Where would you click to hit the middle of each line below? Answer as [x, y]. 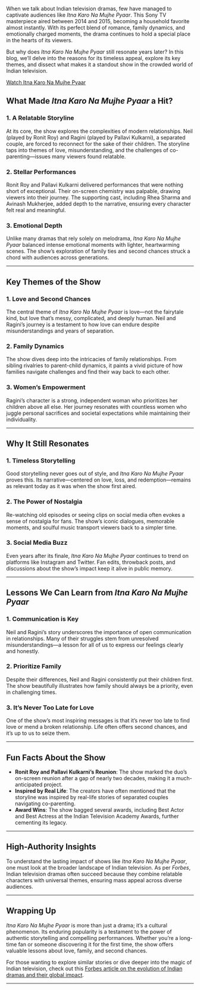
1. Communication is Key [43, 619]
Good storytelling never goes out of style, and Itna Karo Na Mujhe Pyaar [95, 474]
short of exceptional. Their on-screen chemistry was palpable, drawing [93, 191]
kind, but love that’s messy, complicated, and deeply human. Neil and [91, 318]
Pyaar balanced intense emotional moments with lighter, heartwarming [93, 245]
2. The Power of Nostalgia [44, 502]
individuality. [22, 419]
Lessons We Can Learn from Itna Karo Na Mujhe [97, 593]
